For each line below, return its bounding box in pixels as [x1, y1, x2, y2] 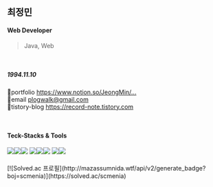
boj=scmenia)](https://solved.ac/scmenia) [7, 172, 126, 180]
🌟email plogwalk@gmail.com [7, 95, 89, 103]
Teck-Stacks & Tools [7, 131, 67, 140]
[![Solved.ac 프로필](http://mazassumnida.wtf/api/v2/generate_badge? [7, 164, 206, 173]
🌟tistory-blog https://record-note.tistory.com [7, 102, 134, 111]
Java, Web [23, 41, 54, 49]
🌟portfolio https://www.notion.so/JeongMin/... [7, 88, 137, 96]
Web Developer [7, 26, 53, 34]
